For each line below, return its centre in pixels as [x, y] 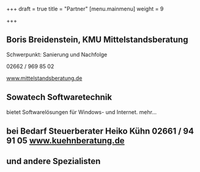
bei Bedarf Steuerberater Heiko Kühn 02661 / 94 [100, 131]
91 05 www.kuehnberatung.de [65, 141]
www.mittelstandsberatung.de [44, 78]
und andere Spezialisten [54, 161]
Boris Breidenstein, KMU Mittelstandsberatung [97, 40]
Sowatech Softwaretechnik [59, 97]
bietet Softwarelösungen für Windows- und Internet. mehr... [82, 112]
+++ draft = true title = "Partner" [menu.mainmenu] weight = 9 [85, 9]
